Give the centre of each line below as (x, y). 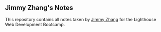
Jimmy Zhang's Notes (39, 8)
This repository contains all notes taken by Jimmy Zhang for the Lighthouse (81, 19)
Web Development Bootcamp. (35, 24)
